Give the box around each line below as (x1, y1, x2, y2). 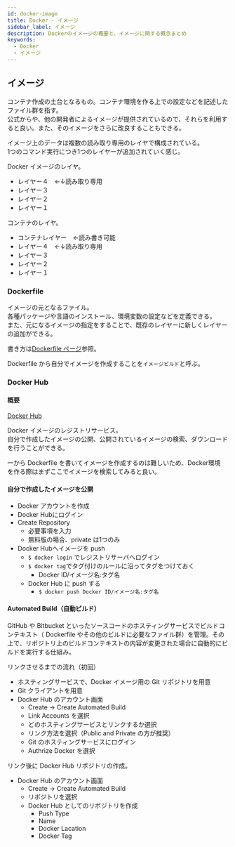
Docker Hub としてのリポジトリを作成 (27, 801, 138, 810)
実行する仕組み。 (25, 648, 75, 656)
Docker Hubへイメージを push (17, 544, 105, 553)
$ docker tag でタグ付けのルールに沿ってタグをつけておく (27, 562, 195, 570)
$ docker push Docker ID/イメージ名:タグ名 (38, 589, 159, 596)
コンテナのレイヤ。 (7, 218, 62, 227)
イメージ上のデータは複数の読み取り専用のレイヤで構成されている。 (7, 138, 203, 147)
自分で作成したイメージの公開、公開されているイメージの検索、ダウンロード (7, 435, 229, 443)
